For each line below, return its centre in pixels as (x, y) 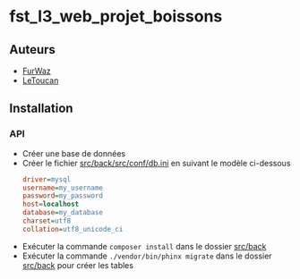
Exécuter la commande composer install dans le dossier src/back (144, 246)
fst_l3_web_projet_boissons (116, 17)
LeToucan (40, 80)
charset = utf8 (47, 221)
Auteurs (33, 50)
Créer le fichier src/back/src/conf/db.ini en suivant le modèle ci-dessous (156, 163)
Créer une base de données (74, 153)
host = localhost (51, 204)
